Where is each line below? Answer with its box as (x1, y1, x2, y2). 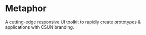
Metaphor (5, 3, 47, 14)
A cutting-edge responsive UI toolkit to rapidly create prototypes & (5, 19, 141, 25)
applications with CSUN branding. (5, 24, 74, 30)
